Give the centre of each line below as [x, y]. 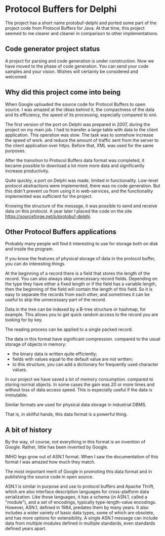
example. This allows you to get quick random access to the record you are [82, 315]
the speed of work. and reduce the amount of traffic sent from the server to [82, 140]
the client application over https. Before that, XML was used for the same [80, 145]
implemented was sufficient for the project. [49, 196]
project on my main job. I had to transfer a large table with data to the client [82, 129]
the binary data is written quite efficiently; [55, 354]
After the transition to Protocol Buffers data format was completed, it [75, 160]
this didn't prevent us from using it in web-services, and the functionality [79, 191]
